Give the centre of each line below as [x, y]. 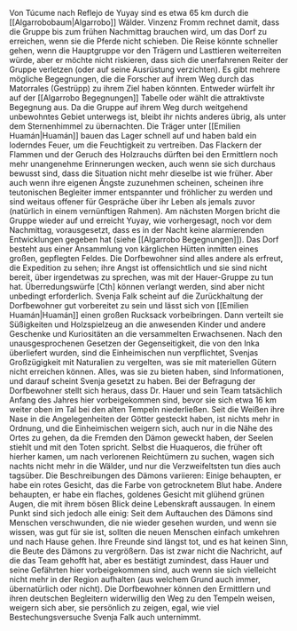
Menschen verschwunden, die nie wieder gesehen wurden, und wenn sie [143, 523]
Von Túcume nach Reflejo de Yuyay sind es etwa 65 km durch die [129, 13]
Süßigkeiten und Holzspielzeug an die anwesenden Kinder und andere [137, 324]
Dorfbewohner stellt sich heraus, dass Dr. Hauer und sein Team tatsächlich [146, 391]
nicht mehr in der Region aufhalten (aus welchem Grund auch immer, [135, 579]
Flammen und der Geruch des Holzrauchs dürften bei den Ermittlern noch [144, 154]
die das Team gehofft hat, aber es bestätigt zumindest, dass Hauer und [139, 560]
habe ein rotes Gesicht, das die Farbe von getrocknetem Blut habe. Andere [145, 485]
